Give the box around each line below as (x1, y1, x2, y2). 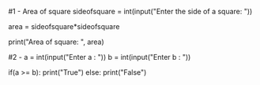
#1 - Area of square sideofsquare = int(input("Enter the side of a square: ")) (8, 7, 253, 16)
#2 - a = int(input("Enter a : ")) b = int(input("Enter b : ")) (8, 53, 191, 61)
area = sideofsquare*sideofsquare (8, 22, 120, 31)
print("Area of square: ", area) (8, 37, 104, 46)
